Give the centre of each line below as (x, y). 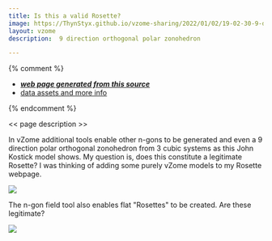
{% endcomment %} (42, 108)
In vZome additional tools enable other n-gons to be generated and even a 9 (136, 140)
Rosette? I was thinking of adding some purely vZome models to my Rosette (135, 166)
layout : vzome (32, 31)
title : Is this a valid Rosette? (65, 16)
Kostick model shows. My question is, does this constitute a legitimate (125, 157)
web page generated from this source (85, 84)
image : (19, 23)
